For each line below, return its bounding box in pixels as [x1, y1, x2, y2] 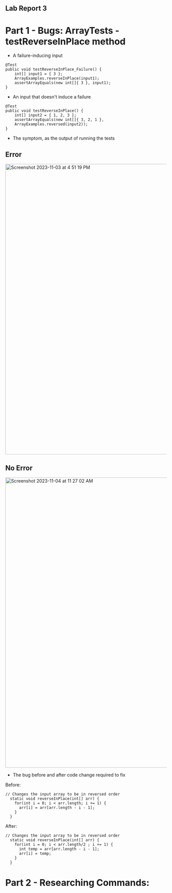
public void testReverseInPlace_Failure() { [5, 67, 102, 72]
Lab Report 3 [5, 4, 47, 13]
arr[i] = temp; [18, 851, 52, 856]
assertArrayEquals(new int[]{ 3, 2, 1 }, [14, 117, 104, 123]
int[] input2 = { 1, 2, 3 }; [14, 113, 77, 118]
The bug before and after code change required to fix [12, 771, 125, 778]
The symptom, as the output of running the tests [12, 135, 115, 142]
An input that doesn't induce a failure [12, 94, 91, 100]
